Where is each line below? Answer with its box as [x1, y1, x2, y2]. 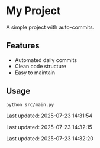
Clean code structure [14, 63, 67, 70]
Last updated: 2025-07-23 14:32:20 [6, 135, 93, 142]
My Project [6, 4, 61, 18]
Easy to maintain [14, 69, 56, 76]
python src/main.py [6, 101, 54, 107]
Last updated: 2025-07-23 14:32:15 [6, 124, 93, 131]
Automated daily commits [14, 56, 78, 63]
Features [6, 41, 40, 51]
